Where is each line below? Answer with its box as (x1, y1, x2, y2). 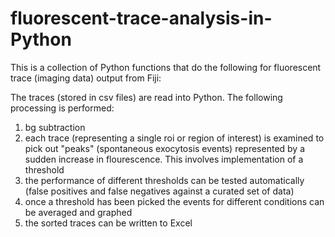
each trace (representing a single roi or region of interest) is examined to (24, 132, 325, 144)
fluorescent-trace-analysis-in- (10, 7, 273, 30)
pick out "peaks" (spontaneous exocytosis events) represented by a (24, 142, 306, 154)
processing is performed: (10, 102, 115, 114)
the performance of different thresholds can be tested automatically (24, 174, 305, 186)
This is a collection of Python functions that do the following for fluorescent (10, 61, 322, 73)
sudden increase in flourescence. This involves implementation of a (24, 153, 304, 165)
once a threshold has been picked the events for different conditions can (24, 195, 325, 207)
